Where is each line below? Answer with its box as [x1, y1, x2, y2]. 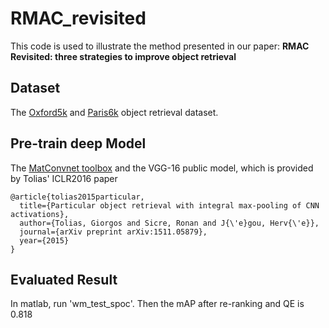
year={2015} [19, 235, 70, 246]
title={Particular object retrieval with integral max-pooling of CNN [19, 200, 320, 211]
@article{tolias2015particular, [10, 192, 145, 202]
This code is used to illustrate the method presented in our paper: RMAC [10, 40, 310, 52]
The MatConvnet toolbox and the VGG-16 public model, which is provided [10, 162, 314, 174]
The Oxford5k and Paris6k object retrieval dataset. [10, 106, 219, 118]
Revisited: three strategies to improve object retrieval [10, 50, 237, 62]
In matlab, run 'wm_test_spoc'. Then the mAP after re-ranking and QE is [10, 298, 305, 310]
